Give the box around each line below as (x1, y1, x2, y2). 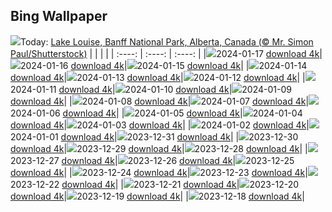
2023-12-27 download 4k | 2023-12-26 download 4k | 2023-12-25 (10, 154, 295, 166)
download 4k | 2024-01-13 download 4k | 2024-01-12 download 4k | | (10, 71, 306, 83)
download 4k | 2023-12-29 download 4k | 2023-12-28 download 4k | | (10, 142, 308, 154)
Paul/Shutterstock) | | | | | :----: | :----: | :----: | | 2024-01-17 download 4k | (10, 47, 323, 59)
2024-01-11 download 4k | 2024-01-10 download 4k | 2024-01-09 (10, 83, 292, 95)
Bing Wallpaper (10, 8, 108, 25)
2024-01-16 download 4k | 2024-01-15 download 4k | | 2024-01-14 (20, 59, 308, 71)
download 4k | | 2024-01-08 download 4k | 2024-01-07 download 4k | (10, 95, 310, 107)
